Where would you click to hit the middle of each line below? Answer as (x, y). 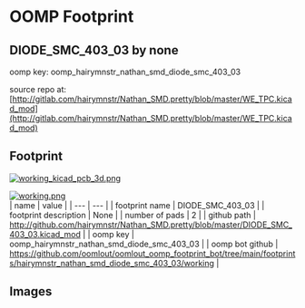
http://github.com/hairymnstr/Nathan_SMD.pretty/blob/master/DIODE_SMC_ (151, 225)
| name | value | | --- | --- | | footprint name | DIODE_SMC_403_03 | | (137, 205)
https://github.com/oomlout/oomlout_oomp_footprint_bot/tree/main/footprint (152, 253)
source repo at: (38, 89)
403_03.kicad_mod (45, 234)
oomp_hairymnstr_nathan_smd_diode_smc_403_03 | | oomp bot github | (144, 244)
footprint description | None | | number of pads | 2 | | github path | (133, 215)
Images (31, 292)
